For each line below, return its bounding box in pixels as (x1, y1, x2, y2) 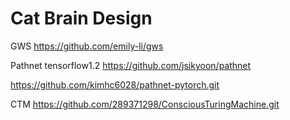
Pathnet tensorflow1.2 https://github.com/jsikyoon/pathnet (10, 59, 252, 71)
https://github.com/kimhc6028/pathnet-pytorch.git (10, 78, 220, 91)
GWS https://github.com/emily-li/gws (10, 40, 164, 52)
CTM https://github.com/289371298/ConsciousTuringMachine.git (10, 98, 280, 110)
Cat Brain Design (10, 7, 153, 30)
